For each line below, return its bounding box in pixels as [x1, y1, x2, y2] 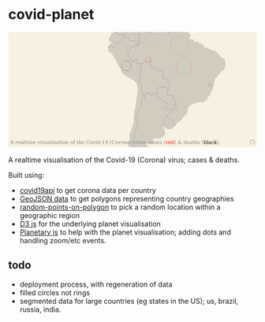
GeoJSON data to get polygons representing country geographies [19, 194, 234, 203]
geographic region [19, 210, 80, 220]
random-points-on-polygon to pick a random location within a [19, 202, 221, 212]
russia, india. [19, 305, 62, 314]
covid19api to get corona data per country [19, 185, 156, 194]
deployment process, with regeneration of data [19, 279, 173, 289]
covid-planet [8, 6, 95, 24]
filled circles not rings [19, 287, 91, 297]
